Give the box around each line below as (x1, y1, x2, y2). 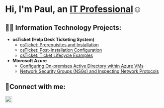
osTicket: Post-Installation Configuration (19, 47, 102, 53)
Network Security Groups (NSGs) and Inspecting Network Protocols (19, 68, 159, 74)
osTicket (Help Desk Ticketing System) (12, 36, 95, 42)
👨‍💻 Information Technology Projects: (5, 23, 122, 32)
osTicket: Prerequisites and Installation (19, 42, 99, 48)
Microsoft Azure (12, 58, 47, 63)
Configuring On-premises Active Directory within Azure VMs (19, 63, 144, 69)
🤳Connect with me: (5, 83, 66, 91)
